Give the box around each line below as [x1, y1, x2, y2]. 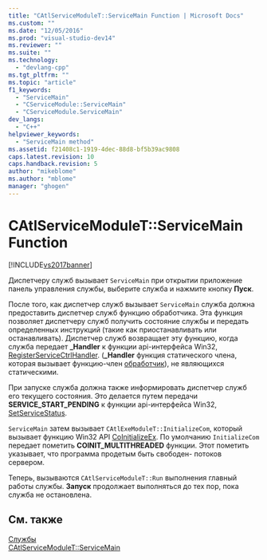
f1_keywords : [8, 85, 52, 94]
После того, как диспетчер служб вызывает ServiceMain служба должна [8, 299, 255, 309]
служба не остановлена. [8, 490, 92, 499]
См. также [8, 513, 64, 526]
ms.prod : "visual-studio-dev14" [8, 34, 116, 42]
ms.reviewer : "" [8, 41, 62, 49]
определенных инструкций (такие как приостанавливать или [8, 325, 217, 334]
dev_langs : [8, 116, 45, 124]
